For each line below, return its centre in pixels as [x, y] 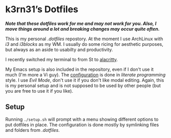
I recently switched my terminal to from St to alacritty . [62, 59]
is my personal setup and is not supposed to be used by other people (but [83, 86]
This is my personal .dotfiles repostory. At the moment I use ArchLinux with [84, 39]
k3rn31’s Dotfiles [42, 9]
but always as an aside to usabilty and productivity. [59, 49]
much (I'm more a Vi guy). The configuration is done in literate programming [86, 74]
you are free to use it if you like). [39, 91]
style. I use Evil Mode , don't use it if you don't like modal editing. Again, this [85, 80]
